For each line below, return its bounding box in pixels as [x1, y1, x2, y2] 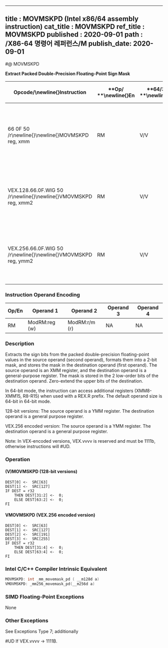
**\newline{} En [97, 92, 135, 99]
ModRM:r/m [67, 319, 95, 326]
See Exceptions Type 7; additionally [5, 628, 78, 634]
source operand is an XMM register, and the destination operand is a [5, 368, 146, 374]
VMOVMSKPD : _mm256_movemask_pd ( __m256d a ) [5, 581, 95, 586]
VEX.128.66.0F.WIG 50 [7, 186, 63, 193]
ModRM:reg [27, 319, 56, 326]
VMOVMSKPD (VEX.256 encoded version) [5, 512, 95, 518]
